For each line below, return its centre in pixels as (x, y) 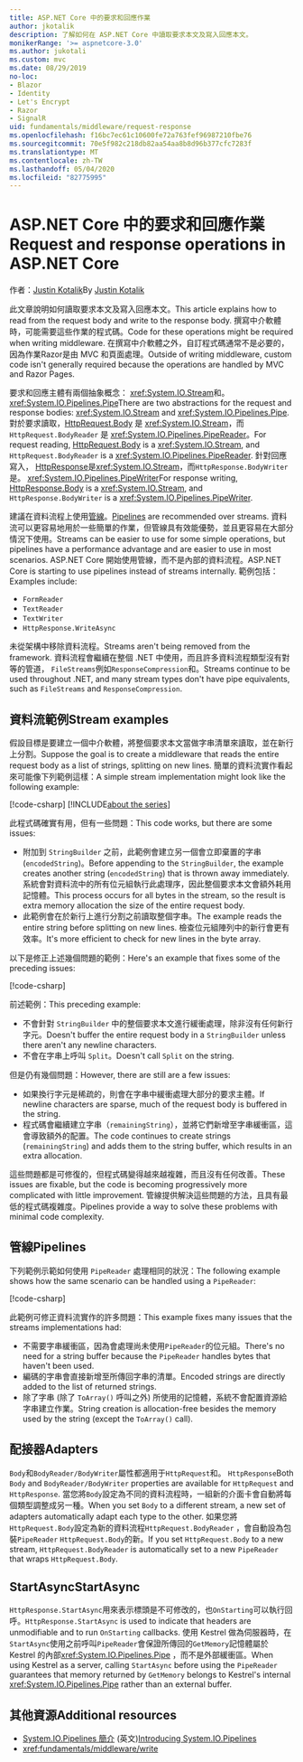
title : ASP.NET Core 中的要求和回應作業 (80, 18)
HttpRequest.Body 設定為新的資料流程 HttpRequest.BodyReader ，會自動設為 (147, 1527)
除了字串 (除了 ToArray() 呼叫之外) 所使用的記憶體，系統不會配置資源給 (155, 1397)
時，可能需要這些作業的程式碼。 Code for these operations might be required (151, 332)
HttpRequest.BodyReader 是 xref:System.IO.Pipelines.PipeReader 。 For (138, 435)
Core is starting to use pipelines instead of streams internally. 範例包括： (144, 571)
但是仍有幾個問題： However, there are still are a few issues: (120, 1075)
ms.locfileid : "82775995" (58, 177)
